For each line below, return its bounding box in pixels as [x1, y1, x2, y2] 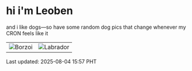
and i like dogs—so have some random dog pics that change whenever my [6, 23, 186, 31]
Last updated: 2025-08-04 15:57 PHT [6, 58, 97, 65]
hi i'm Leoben [6, 4, 73, 18]
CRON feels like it [6, 29, 49, 36]
